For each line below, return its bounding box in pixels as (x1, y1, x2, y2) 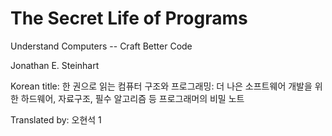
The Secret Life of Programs (10, 7, 248, 30)
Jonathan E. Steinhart (10, 59, 100, 71)
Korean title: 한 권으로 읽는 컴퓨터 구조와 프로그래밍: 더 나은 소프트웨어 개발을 (10, 80, 313, 92)
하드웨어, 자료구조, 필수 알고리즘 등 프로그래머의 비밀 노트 (20, 92, 245, 104)
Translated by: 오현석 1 (10, 113, 102, 126)
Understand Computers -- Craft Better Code (10, 40, 193, 52)
